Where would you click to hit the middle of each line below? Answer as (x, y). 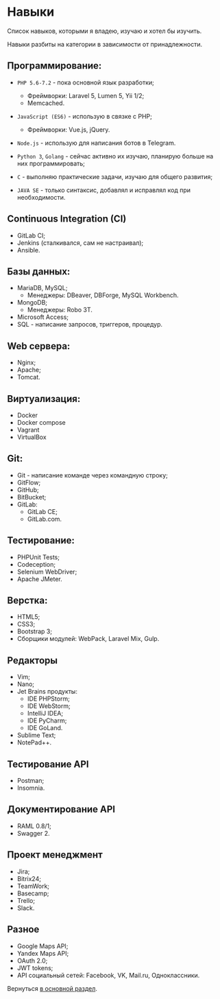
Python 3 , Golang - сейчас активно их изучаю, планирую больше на (115, 156)
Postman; (30, 781)
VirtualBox (32, 437)
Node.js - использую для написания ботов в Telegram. (96, 143)
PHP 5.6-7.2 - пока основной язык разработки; (85, 82)
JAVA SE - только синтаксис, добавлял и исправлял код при (103, 190)
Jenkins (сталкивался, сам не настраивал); (80, 243)
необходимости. (41, 197)
